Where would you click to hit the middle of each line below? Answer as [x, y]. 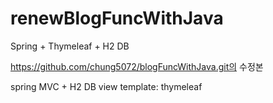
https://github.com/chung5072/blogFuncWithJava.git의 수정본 [137, 66]
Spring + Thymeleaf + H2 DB [70, 46]
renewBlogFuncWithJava [117, 18]
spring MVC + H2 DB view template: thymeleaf [106, 86]
